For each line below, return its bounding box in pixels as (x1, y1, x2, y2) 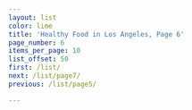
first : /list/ (8, 63, 62, 72)
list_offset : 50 (8, 55, 69, 63)
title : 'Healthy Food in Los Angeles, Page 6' (8, 30, 185, 38)
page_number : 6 (8, 38, 65, 47)
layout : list (8, 13, 57, 22)
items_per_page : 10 (8, 47, 81, 55)
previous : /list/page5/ (8, 80, 97, 89)
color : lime (8, 21, 53, 30)
